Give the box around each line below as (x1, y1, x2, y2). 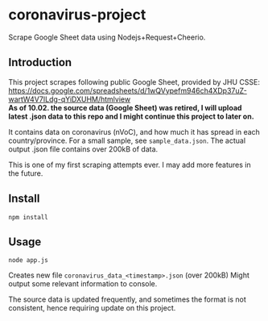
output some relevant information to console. (8, 279, 158, 289)
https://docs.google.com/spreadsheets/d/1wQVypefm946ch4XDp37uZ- (8, 85, 247, 95)
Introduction (8, 56, 72, 69)
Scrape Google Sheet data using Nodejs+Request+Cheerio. (8, 32, 206, 42)
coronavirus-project (8, 6, 146, 24)
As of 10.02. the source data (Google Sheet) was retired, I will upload (8, 102, 242, 112)
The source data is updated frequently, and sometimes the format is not (8, 294, 247, 304)
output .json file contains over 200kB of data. (8, 144, 159, 154)
